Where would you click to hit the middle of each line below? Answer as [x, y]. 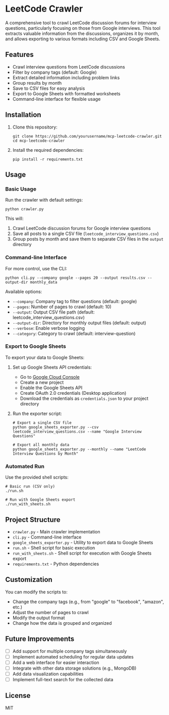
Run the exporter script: [37, 413]
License [18, 696]
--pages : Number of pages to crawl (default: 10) [62, 307]
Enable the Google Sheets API [51, 388]
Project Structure [33, 520]
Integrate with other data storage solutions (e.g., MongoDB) [74, 668]
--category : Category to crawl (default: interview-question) [74, 333]
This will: [14, 219]
